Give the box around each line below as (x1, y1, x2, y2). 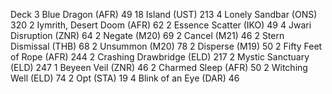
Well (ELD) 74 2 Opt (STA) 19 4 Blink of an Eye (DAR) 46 (10, 72, 240, 84)
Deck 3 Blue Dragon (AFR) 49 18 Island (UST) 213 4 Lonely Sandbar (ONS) (10, 9, 318, 20)
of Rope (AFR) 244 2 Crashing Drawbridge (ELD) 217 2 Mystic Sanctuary (10, 51, 310, 63)
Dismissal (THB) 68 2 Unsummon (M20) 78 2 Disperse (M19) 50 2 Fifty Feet (10, 40, 323, 52)
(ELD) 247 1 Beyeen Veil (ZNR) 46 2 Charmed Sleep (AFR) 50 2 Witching (10, 62, 308, 73)
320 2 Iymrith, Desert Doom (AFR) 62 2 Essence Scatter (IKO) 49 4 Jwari (10, 19, 312, 31)
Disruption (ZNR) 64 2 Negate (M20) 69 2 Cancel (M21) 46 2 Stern (10, 30, 285, 41)
